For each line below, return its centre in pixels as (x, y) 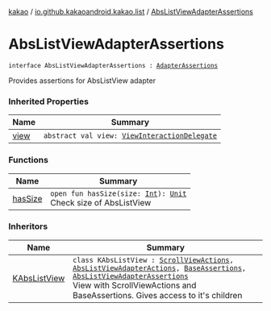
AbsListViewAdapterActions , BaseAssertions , (159, 268)
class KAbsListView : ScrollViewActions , (153, 260)
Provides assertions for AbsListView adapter (82, 81)
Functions (28, 160)
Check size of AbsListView (100, 202)
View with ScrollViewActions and (134, 285)
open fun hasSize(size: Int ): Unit (118, 193)
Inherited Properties (48, 102)
